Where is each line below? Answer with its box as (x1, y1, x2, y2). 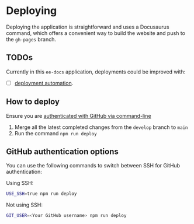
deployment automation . (14, 79, 74, 86)
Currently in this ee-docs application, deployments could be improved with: (6, 68, 186, 75)
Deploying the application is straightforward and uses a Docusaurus (6, 23, 169, 30)
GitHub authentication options (6, 147, 119, 157)
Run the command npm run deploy (14, 129, 98, 136)
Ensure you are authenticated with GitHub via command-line (6, 112, 151, 119)
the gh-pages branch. (6, 36, 57, 43)
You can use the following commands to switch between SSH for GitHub (6, 162, 180, 169)
